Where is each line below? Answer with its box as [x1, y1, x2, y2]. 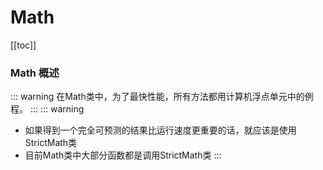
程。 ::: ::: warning [10, 103, 85, 115]
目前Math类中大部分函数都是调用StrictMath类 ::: [24, 149, 222, 161]
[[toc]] [10, 39, 37, 51]
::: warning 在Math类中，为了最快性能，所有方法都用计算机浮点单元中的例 [10, 91, 314, 103]
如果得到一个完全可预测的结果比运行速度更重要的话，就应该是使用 [24, 124, 297, 136]
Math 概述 [10, 66, 60, 80]
